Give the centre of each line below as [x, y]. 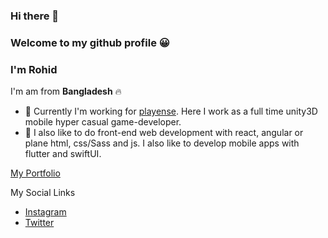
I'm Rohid [34, 69]
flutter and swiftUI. [63, 154]
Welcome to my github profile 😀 [90, 42]
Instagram [45, 212]
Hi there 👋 [35, 16]
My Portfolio [35, 173]
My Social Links [43, 193]
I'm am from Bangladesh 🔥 [66, 91]
